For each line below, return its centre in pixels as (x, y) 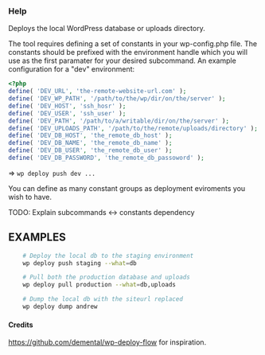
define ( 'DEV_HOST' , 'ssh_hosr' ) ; (67, 106)
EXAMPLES (37, 238)
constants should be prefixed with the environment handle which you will (128, 53)
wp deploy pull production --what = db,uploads (99, 285)
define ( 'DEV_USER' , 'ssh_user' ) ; (67, 113)
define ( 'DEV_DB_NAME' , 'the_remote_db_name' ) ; (90, 143)
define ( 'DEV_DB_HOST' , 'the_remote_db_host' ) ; (90, 136)
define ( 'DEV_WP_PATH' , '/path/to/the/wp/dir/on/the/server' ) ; (117, 99)
